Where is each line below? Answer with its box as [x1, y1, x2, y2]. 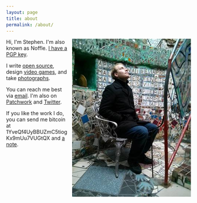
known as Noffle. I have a [6, 44, 67, 52]
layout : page [6, 9, 38, 15]
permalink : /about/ [6, 22, 54, 27]
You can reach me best [6, 86, 62, 93]
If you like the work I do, [6, 110, 64, 117]
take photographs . [6, 75, 51, 82]
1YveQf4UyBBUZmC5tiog [6, 129, 67, 136]
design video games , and [6, 68, 67, 75]
